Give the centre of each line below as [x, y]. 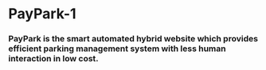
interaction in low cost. [54, 59]
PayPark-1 [43, 14]
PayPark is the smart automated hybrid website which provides [133, 39]
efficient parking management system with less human [117, 49]
